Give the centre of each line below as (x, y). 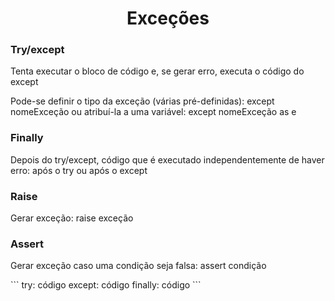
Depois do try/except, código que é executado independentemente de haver (167, 159)
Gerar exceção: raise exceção (72, 218)
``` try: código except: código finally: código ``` (106, 285)
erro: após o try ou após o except (79, 170)
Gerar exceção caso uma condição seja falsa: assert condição (138, 266)
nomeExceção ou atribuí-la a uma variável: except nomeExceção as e (153, 112)
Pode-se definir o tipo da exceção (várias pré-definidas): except (142, 101)
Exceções (168, 18)
